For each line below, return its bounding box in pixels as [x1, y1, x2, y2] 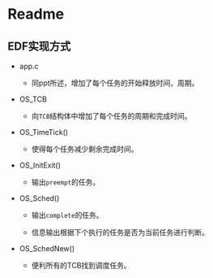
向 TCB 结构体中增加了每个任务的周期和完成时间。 [31, 111, 192, 120]
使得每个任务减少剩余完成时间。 [31, 144, 138, 154]
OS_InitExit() [19, 160, 62, 170]
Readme [7, 5, 65, 24]
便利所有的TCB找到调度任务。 [31, 261, 131, 270]
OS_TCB [19, 94, 48, 104]
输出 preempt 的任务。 [31, 177, 100, 187]
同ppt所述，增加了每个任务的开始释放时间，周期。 [31, 78, 199, 88]
